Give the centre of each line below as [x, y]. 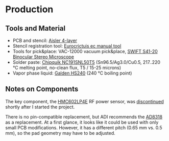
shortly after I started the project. [40, 107]
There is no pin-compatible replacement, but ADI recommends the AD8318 [84, 116]
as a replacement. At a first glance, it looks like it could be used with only [82, 122]
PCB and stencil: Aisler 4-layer [45, 40]
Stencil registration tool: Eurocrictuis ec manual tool [67, 46]
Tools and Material [35, 28]
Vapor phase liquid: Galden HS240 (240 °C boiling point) [72, 73]
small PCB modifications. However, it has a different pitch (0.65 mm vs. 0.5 [84, 127]
